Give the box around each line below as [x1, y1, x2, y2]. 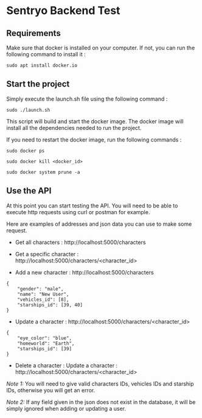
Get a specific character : [15, 250, 79, 258]
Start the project [6, 79, 70, 89]
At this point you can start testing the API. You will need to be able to [6, 202, 178, 209]
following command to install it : [6, 51, 86, 58]
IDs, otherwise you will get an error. [6, 386, 96, 394]
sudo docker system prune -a [6, 169, 80, 175]
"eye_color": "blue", [17, 335, 72, 341]
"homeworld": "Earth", [17, 340, 75, 347]
